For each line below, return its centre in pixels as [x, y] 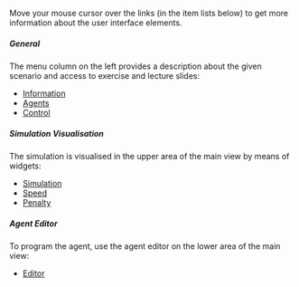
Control [37, 112]
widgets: [26, 166]
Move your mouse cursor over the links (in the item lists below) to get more [149, 13]
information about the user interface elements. [96, 23]
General [25, 43]
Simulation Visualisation [56, 133]
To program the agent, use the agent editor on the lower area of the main [145, 246]
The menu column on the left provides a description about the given [135, 66]
